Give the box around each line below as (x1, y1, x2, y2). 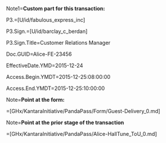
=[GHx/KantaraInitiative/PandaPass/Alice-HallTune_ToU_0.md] (6, 131, 157, 137)
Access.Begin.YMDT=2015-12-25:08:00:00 (6, 74, 111, 80)
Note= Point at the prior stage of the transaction (6, 119, 124, 126)
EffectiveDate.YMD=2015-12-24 (6, 62, 84, 69)
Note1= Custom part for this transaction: (6, 5, 105, 12)
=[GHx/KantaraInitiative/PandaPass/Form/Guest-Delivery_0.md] (6, 108, 161, 114)
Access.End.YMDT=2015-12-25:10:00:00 (6, 85, 105, 92)
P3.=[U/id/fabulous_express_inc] (6, 16, 85, 23)
